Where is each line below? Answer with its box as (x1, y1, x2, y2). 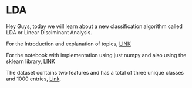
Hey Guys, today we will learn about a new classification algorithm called (6, 23, 183, 30)
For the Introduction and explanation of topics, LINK (6, 40, 131, 47)
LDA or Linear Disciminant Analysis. (6, 29, 92, 36)
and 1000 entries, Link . (6, 75, 62, 82)
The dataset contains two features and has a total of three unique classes (6, 69, 184, 76)
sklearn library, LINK (6, 58, 56, 65)
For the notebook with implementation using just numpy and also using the (6, 51, 187, 58)
